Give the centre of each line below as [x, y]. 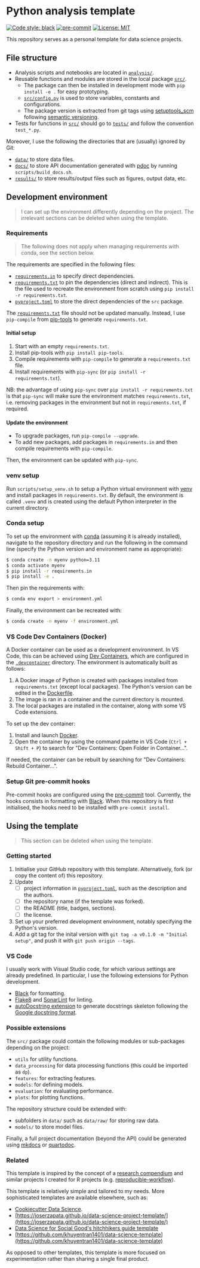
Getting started [29, 856]
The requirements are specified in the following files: [71, 264]
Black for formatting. [40, 993]
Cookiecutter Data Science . [49, 1209]
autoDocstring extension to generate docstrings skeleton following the [101, 1006]
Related [18, 1160]
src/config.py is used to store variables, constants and [92, 98]
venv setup [23, 476]
